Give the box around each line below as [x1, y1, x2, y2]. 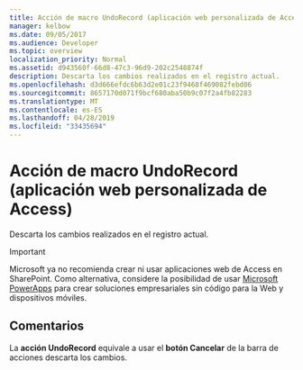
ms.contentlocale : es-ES [9, 105, 103, 114]
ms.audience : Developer [9, 38, 99, 48]
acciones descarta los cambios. [9, 352, 128, 363]
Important [9, 246, 46, 257]
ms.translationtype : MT [9, 96, 99, 106]
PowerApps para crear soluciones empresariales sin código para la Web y [9, 283, 284, 293]
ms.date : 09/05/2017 [9, 30, 87, 39]
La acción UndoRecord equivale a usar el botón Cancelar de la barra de [9, 342, 280, 353]
